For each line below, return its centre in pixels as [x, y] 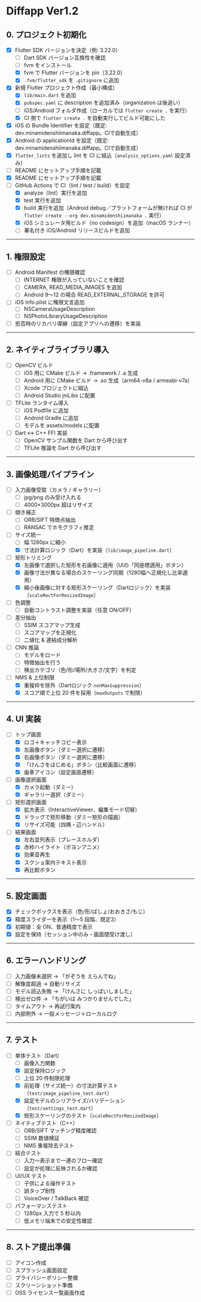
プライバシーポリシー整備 [46, 1277]
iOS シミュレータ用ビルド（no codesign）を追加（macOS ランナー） [109, 223]
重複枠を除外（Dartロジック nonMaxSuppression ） [84, 685]
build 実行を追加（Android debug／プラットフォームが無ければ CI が [108, 208]
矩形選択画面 [31, 802]
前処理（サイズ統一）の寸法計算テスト [71, 1085]
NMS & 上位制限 [35, 678]
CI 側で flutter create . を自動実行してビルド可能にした [95, 117]
